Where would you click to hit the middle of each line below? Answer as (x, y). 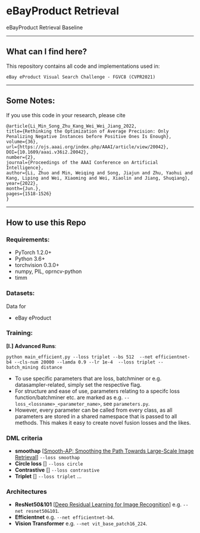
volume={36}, (22, 142)
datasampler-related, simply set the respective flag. (78, 384)
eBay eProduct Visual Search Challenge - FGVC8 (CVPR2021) (81, 77)
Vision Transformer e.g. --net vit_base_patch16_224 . (81, 523)
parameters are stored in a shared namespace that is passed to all (96, 416)
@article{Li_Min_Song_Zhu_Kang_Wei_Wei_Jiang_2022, (71, 126)
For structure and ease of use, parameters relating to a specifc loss (97, 391)
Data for (16, 306)
